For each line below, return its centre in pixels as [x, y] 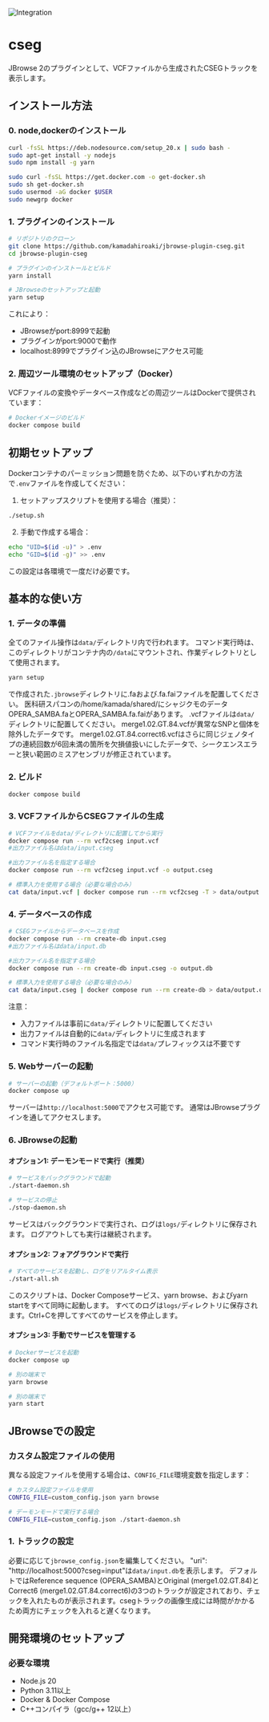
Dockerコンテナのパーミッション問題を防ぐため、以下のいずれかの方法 [125, 473]
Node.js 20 [38, 1681]
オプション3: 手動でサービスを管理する [72, 1335]
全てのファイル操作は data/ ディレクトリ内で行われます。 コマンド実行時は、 [133, 643]
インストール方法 [50, 106]
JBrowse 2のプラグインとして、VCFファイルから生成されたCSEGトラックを [133, 67]
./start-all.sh [34, 1279]
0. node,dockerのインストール [67, 131]
